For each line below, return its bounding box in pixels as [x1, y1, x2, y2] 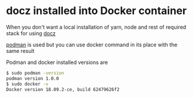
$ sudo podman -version [6, 70, 65, 76]
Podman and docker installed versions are [6, 59, 108, 66]
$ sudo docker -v [6, 81, 49, 87]
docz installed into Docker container [6, 4, 187, 18]
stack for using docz [6, 29, 56, 36]
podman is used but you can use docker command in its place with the [6, 41, 178, 48]
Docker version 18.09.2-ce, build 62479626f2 [6, 86, 119, 92]
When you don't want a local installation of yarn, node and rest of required [6, 23, 187, 31]
